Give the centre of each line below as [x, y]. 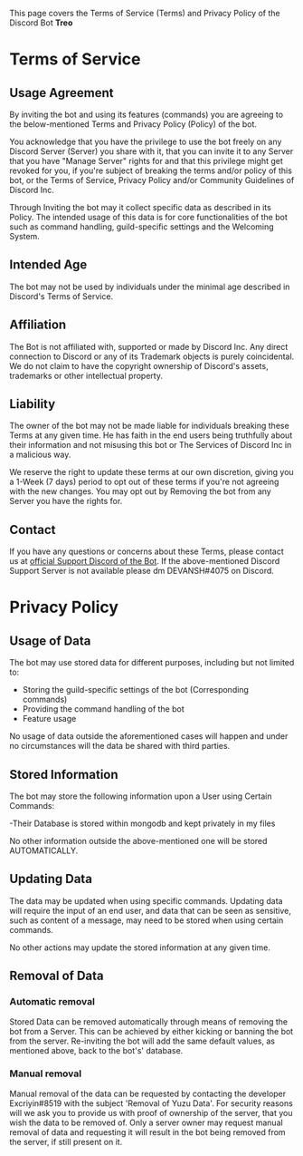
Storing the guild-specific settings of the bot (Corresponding [135, 690]
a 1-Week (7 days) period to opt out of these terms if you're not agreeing [144, 482]
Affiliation [38, 325]
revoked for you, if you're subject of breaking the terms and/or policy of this [151, 170]
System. [25, 236]
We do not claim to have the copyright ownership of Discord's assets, [139, 365]
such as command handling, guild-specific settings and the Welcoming [142, 227]
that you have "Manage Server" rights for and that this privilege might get [146, 161]
